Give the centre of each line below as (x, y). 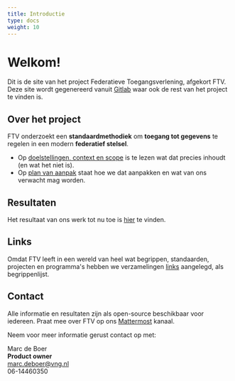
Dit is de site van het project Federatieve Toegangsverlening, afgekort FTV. (117, 82)
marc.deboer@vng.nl (38, 363)
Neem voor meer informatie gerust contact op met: (82, 335)
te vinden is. (25, 97)
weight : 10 (23, 27)
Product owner (30, 356)
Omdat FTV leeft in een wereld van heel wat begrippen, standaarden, (108, 259)
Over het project (44, 119)
